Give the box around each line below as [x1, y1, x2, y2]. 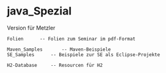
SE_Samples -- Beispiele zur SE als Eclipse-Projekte [7, 51, 161, 58]
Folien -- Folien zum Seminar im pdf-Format [7, 36, 136, 42]
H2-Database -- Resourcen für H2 [7, 62, 103, 68]
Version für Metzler [7, 24, 56, 31]
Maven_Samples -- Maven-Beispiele [7, 46, 112, 52]
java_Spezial [7, 4, 72, 18]
